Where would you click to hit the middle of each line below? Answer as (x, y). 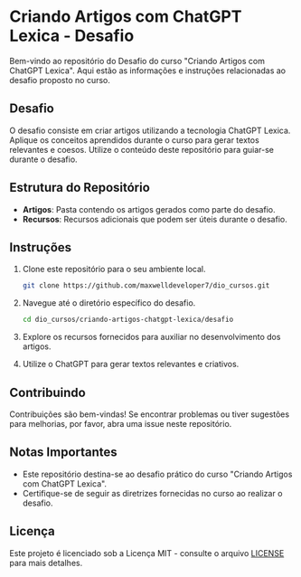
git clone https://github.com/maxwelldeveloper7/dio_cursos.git (146, 286)
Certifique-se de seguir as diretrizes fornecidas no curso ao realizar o (152, 493)
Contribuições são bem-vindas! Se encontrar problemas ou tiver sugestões (150, 414)
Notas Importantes (63, 453)
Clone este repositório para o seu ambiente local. (114, 270)
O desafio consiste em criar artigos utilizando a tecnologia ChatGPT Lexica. (150, 130)
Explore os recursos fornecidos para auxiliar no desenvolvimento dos (151, 337)
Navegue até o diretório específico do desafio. (109, 303)
